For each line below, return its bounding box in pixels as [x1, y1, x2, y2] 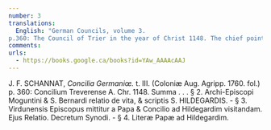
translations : [8, 19, 56, 27]
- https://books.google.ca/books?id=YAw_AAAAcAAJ [15, 57, 186, 65]
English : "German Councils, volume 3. [15, 26, 147, 35]
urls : [8, 49, 27, 57]
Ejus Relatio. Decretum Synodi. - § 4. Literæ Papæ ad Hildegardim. [8, 112, 230, 122]
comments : [8, 42, 42, 50]
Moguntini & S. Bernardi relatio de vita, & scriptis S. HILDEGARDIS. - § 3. [8, 95, 248, 105]
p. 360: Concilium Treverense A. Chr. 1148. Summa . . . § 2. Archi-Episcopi [8, 87, 254, 96]
